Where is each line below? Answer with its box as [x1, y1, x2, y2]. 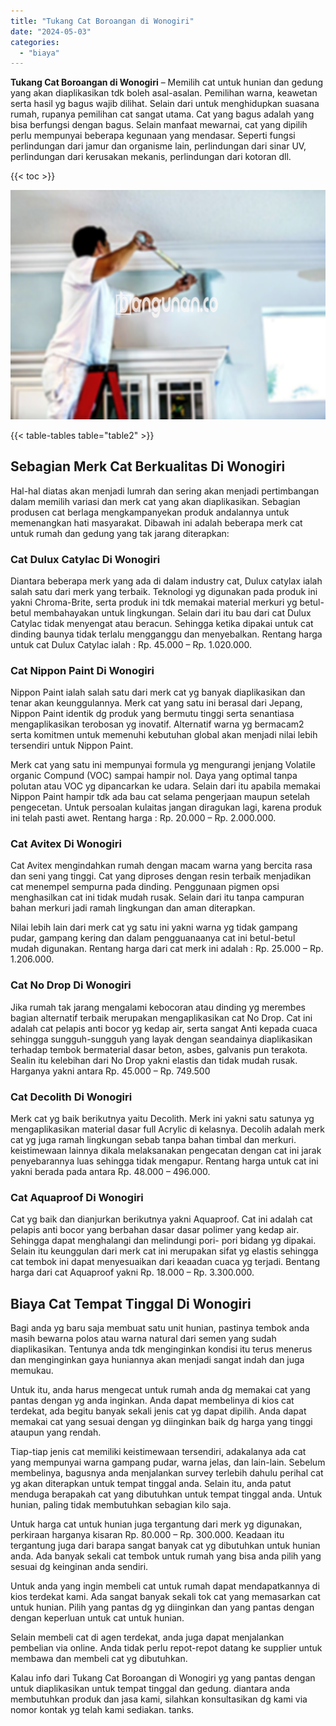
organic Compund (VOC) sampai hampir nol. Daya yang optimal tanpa [10, 770, 298, 782]
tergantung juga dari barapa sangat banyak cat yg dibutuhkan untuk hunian [10, 1540, 321, 1552]
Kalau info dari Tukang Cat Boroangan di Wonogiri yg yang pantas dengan [10, 1672, 316, 1684]
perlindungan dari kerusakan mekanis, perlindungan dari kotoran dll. [10, 151, 292, 163]
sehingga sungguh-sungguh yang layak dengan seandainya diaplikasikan [10, 1033, 313, 1045]
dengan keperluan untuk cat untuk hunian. [10, 1612, 185, 1624]
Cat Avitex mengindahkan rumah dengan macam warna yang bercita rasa [10, 860, 313, 872]
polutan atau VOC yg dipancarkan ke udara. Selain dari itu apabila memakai [10, 780, 321, 792]
